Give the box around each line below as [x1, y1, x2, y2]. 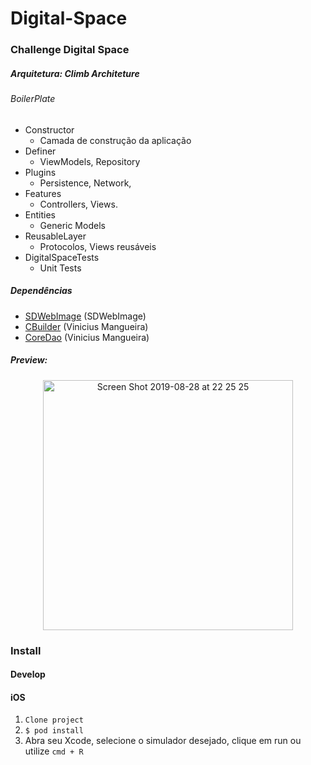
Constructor [24, 123, 75, 136]
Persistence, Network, [39, 177, 132, 189]
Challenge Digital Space [10, 43, 130, 57]
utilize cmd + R [24, 745, 84, 757]
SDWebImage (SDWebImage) [24, 310, 147, 322]
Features [24, 187, 62, 199]
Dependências [10, 285, 73, 297]
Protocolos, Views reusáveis [39, 240, 157, 252]
